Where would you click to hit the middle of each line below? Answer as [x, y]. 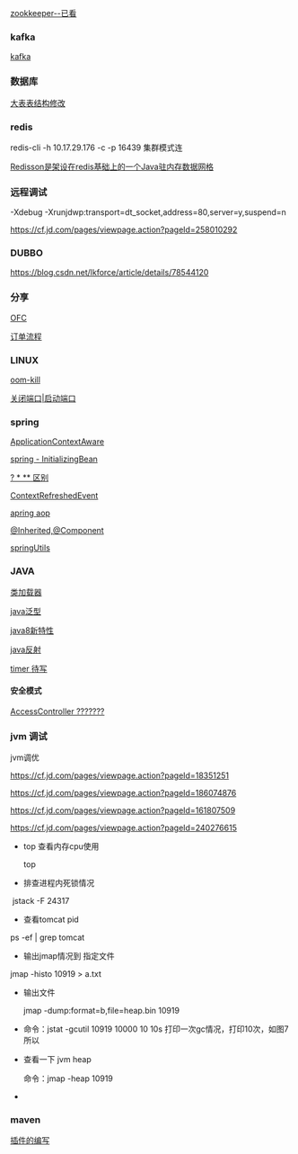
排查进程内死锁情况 [59, 883]
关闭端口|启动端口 [43, 398]
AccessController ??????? [57, 711]
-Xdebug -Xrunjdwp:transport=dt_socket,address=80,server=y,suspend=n [148, 212]
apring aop [30, 513]
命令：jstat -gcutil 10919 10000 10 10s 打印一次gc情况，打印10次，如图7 [156, 1029]
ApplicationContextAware [57, 442]
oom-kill [26, 380]
